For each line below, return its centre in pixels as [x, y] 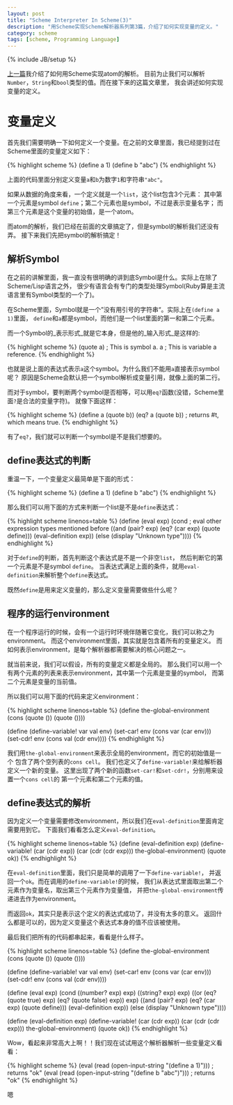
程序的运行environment [58, 614]
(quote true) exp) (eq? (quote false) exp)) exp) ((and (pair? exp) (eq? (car [111, 1001]
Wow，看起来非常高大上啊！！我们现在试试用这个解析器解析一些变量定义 [112, 1043]
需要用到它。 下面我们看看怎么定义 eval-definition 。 [83, 830]
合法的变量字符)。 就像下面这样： [70, 400]
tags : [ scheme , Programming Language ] [63, 40]
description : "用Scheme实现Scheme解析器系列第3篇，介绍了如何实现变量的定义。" [113, 26]
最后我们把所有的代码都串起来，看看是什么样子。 [77, 937]
